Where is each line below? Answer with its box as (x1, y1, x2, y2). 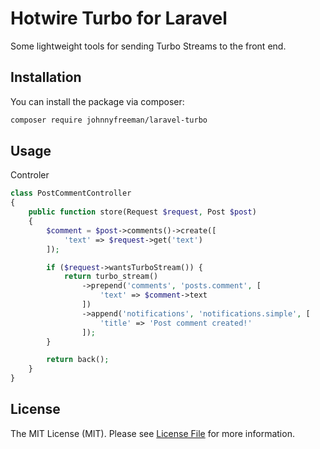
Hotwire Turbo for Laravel (10, 7, 228, 30)
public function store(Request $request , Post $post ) (28, 207, 257, 217)
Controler (10, 169, 50, 181)
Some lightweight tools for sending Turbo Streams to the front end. (10, 40, 287, 52)
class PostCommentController (10, 188, 132, 199)
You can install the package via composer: (10, 95, 185, 107)
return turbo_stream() (63, 272, 159, 282)
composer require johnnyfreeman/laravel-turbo (10, 115, 208, 125)
